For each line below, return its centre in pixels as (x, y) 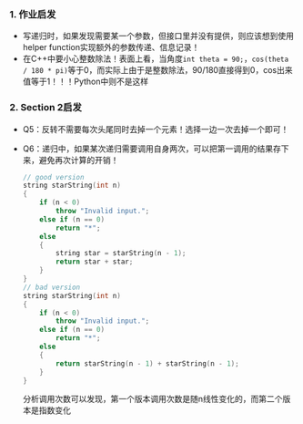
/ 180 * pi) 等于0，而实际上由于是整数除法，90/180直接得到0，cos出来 (157, 70)
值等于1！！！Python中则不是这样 (86, 82)
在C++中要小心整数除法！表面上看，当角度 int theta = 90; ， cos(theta (156, 59)
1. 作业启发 (33, 14)
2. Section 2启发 (45, 108)
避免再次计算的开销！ (79, 160)
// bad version (51, 287)
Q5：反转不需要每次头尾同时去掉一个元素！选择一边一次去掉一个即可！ (156, 129)
